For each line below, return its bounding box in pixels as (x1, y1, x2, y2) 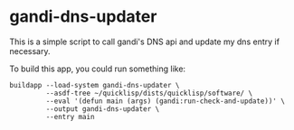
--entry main (45, 112, 95, 121)
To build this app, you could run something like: (9, 63, 186, 74)
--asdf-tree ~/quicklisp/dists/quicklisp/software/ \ (45, 88, 253, 97)
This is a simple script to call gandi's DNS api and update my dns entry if (9, 36, 280, 47)
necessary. (9, 45, 52, 56)
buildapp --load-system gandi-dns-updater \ (9, 80, 180, 89)
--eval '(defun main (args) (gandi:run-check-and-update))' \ (45, 97, 285, 106)
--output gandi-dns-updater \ (45, 104, 160, 114)
